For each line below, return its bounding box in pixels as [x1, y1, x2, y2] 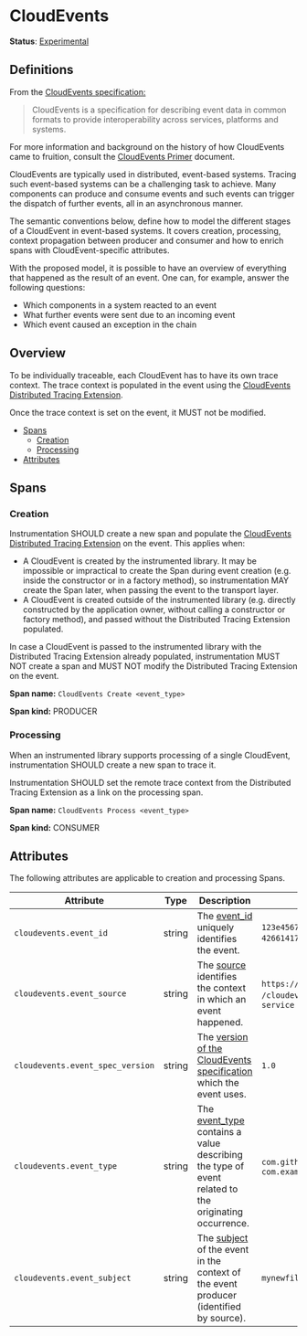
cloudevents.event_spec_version [14, 1061, 155, 1071]
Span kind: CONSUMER [9, 822, 101, 832]
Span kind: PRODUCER [9, 705, 98, 717]
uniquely [196, 921, 235, 934]
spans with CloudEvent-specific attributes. [9, 244, 170, 256]
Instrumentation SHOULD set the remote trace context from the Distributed [9, 777, 291, 788]
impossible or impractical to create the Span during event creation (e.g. [22, 566, 291, 577]
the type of [196, 1160, 245, 1172]
